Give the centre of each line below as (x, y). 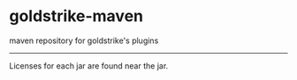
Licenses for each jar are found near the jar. (89, 65)
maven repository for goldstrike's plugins (84, 40)
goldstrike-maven (76, 16)
